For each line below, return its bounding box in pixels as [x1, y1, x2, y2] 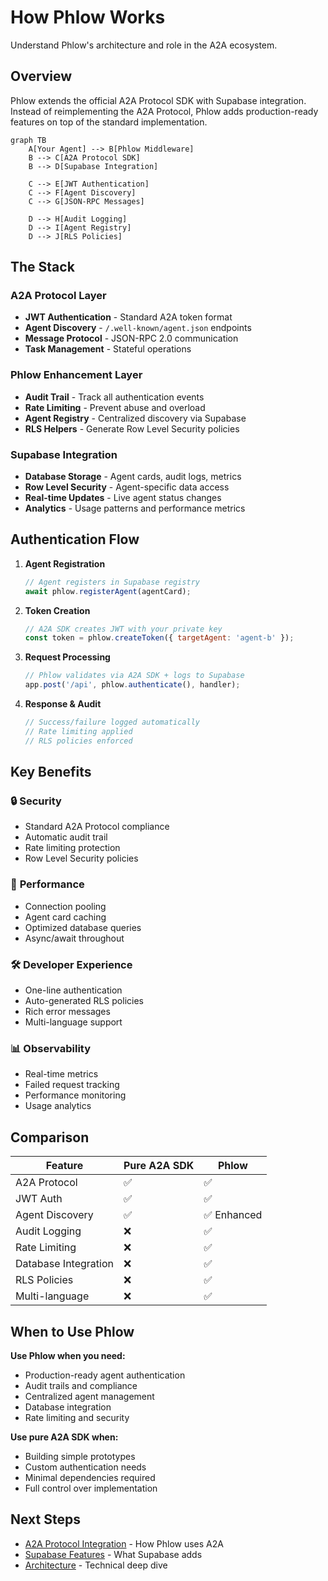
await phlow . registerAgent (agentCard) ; [24, 586, 192, 596]
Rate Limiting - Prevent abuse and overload [24, 401, 206, 413]
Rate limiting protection [24, 842, 121, 854]
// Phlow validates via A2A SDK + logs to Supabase [24, 671, 245, 681]
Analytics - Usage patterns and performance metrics [24, 502, 246, 515]
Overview [10, 68, 73, 85]
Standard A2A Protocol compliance [24, 821, 170, 833]
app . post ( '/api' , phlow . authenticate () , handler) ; [24, 680, 241, 690]
